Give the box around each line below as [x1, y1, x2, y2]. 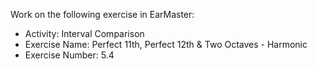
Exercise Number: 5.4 [24, 49, 115, 61]
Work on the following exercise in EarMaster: [10, 9, 195, 20]
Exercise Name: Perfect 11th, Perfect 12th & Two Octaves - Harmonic [24, 39, 308, 50]
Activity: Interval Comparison [24, 28, 145, 39]
